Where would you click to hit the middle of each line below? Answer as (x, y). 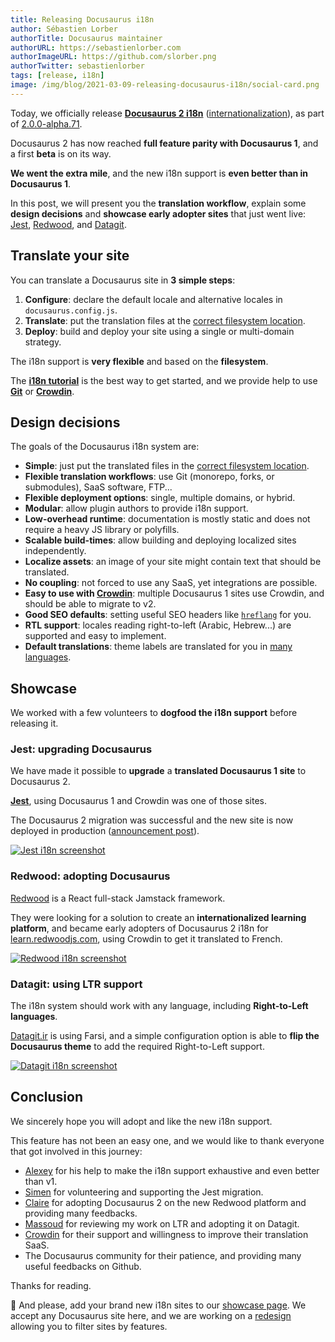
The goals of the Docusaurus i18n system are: (105, 447)
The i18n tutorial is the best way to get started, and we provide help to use (164, 380)
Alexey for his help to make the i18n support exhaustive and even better (172, 1170)
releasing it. (34, 723)
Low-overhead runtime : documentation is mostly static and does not (167, 519)
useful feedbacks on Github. (83, 1266)
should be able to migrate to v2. (90, 604)
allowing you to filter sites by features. (89, 1326)
